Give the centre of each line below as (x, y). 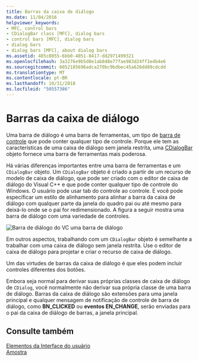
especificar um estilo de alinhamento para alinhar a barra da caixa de (91, 197)
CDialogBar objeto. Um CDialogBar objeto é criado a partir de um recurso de (99, 172)
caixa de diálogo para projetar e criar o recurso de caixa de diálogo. (89, 252)
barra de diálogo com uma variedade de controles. (68, 216)
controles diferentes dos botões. (46, 269)
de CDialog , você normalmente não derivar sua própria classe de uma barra (99, 287)
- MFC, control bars (32, 28)
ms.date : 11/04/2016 (32, 17)
